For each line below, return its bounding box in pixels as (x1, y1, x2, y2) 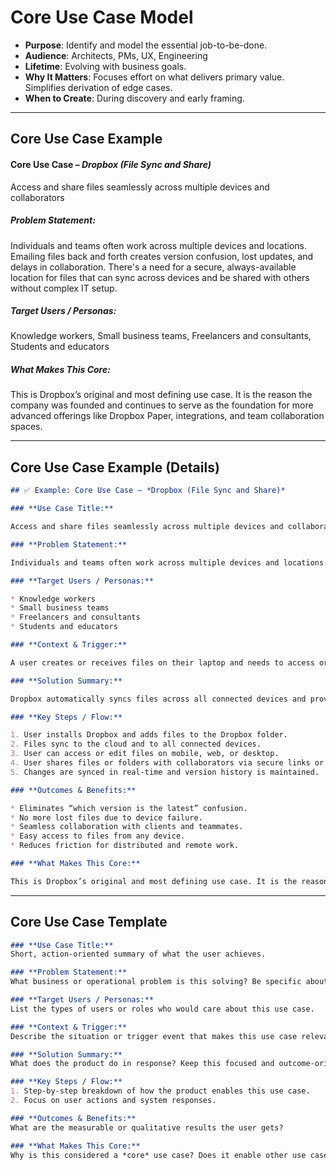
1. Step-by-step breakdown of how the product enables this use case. (10, 1086, 311, 1096)
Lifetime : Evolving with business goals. (24, 60, 187, 72)
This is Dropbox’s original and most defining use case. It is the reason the (10, 389, 313, 401)
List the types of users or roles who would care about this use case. (10, 1004, 315, 1014)
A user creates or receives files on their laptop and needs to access (10, 657, 315, 668)
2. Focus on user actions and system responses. (10, 1096, 217, 1106)
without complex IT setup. (10, 282, 118, 294)
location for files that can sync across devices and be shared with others (10, 271, 310, 283)
